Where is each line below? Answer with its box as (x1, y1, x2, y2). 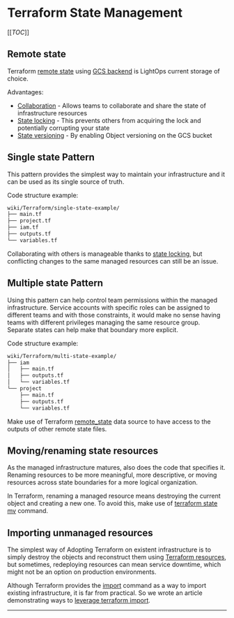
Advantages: (7, 87, 44, 96)
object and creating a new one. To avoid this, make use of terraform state (7, 499, 218, 508)
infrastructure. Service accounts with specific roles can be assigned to (7, 303, 210, 312)
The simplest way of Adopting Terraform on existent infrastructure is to (7, 545, 211, 554)
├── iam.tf (7, 224, 39, 231)
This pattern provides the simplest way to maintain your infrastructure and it (7, 170, 225, 178)
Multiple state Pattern (7, 278, 103, 289)
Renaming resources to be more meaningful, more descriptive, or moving (7, 470, 217, 480)
